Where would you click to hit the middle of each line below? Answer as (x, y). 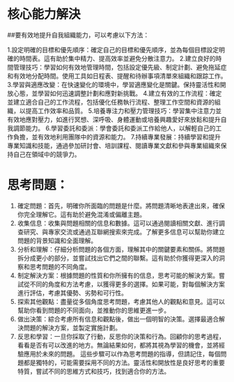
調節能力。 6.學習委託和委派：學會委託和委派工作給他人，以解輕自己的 (114, 128)
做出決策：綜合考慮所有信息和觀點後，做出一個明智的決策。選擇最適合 (118, 319)
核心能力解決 (44, 14)
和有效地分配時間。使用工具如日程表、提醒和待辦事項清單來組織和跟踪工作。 (117, 76)
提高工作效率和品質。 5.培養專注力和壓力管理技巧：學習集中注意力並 (123, 110)
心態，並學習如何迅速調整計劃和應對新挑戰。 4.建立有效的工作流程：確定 (117, 93)
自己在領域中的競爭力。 (47, 154)
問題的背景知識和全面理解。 (57, 240)
